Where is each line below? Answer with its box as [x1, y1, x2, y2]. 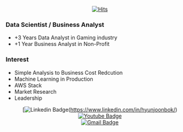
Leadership [14, 94, 42, 102]
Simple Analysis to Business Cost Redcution [14, 69, 123, 76]
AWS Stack [14, 81, 42, 89]
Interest [5, 56, 29, 64]
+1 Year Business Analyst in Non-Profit [14, 41, 110, 48]
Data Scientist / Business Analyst [5, 20, 105, 29]
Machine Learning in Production [14, 75, 93, 82]
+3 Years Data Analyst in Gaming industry [14, 34, 118, 41]
